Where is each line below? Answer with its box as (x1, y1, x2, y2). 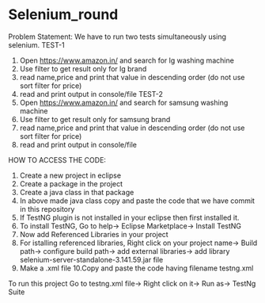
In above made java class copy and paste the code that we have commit (19, 196, 256, 205)
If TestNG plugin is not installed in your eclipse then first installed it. (19, 213, 240, 222)
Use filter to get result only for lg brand (19, 63, 147, 73)
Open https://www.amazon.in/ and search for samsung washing (19, 98, 229, 107)
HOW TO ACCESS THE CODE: (8, 155, 107, 164)
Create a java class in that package (19, 187, 134, 197)
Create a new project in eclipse (19, 171, 121, 180)
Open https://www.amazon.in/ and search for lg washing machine (19, 56, 235, 65)
